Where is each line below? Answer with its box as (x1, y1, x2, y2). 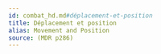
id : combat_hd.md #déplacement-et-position (8, 11, 153, 20)
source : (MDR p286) (8, 33, 74, 42)
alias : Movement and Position (8, 26, 110, 34)
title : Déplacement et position (8, 19, 117, 27)
